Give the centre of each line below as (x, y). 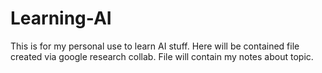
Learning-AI (61, 18)
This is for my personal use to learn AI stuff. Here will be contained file (155, 46)
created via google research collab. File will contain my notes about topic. (162, 56)
